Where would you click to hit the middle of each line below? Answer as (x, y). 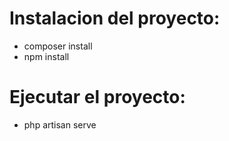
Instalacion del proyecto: (115, 18)
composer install (58, 46)
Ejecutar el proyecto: (97, 97)
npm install (46, 56)
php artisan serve (60, 124)
